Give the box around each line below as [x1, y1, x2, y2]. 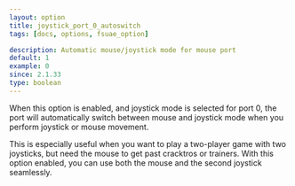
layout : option [9, 12, 66, 22]
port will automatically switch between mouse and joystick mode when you [9, 112, 284, 122]
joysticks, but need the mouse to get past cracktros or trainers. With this [9, 148, 274, 159]
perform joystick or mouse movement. [9, 121, 149, 132]
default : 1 [9, 54, 50, 63]
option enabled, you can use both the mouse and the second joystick [9, 157, 262, 168]
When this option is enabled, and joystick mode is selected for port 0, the [9, 103, 277, 113]
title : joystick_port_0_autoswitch [9, 21, 141, 30]
